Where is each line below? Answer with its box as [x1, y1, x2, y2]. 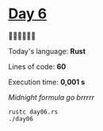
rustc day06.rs [8, 108, 59, 116]
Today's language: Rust [8, 46, 86, 56]
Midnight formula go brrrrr [8, 92, 95, 102]
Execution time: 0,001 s [8, 77, 86, 87]
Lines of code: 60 [8, 61, 67, 71]
